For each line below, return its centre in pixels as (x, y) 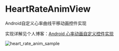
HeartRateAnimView (48, 9)
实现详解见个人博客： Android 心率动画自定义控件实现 (59, 33)
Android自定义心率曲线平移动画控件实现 (46, 23)
